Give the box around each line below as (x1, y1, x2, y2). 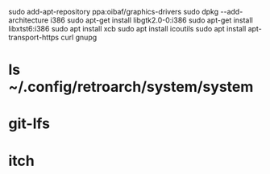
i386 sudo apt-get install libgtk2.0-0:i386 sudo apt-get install (50, 15, 254, 25)
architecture (8, 15, 49, 25)
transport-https (8, 32, 59, 42)
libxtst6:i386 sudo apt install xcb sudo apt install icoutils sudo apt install (8, 24, 247, 33)
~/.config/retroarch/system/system (8, 78, 254, 96)
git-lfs (8, 114, 51, 133)
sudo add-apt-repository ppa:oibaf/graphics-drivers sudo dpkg (8, 7, 219, 16)
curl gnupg (60, 32, 98, 42)
